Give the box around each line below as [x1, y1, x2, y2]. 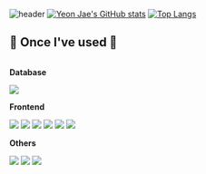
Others [9, 137, 36, 149]
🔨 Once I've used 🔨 [9, 34, 118, 50]
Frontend [9, 101, 45, 112]
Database [9, 66, 47, 77]
